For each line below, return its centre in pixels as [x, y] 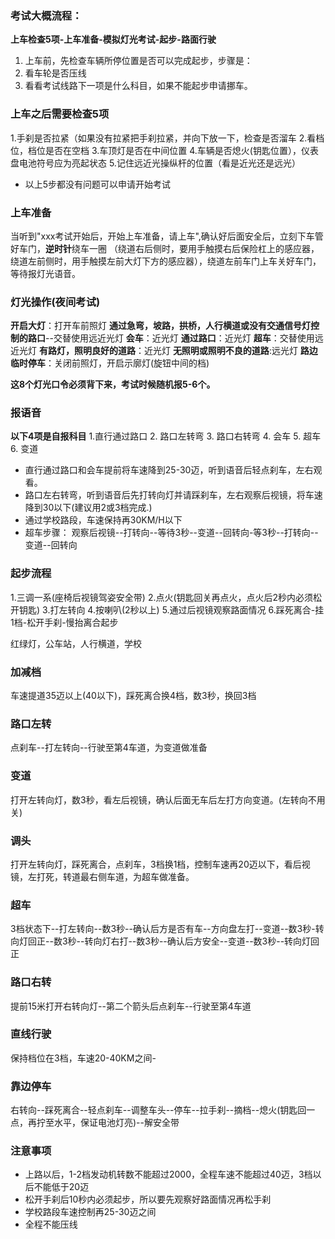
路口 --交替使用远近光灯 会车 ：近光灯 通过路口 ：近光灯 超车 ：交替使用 [171, 338]
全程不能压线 [51, 1224]
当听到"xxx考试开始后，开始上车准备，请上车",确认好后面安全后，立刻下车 [162, 236]
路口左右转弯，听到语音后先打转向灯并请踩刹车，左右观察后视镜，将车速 [173, 495]
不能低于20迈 [61, 1187]
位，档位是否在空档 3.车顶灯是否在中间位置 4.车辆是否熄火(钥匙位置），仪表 [164, 150]
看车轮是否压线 [55, 73]
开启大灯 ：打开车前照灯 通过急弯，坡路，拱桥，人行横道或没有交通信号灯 [160, 326]
